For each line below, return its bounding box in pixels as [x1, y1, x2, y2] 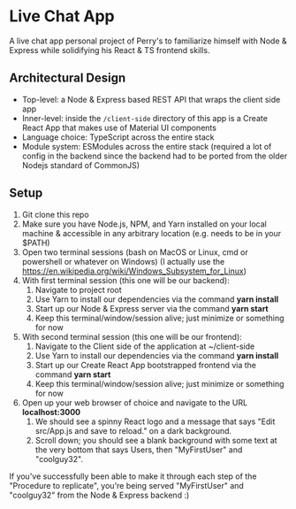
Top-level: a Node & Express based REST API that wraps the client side [21, 94, 281, 104]
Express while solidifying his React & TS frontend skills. [9, 44, 210, 55]
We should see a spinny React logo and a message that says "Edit [34, 416, 276, 427]
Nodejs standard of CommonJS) [21, 159, 140, 170]
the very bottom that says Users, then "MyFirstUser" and [34, 444, 243, 455]
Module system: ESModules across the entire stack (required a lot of [21, 141, 272, 151]
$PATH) [21, 237, 50, 248]
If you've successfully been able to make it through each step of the [9, 471, 257, 482]
